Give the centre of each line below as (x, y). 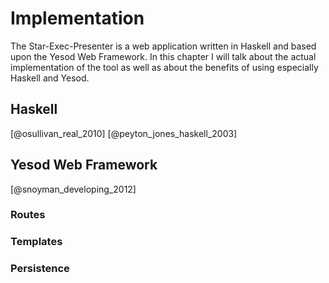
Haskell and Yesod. (50, 78)
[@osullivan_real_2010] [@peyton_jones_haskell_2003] (124, 133)
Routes (28, 215)
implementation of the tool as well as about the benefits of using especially (164, 67)
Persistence (40, 269)
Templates (36, 242)
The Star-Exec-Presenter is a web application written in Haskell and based (163, 46)
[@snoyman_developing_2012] (73, 189)
